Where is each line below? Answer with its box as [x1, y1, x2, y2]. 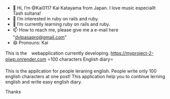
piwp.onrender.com [5, 56, 46, 62]
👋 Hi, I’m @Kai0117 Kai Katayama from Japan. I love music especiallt [12, 5, 156, 11]
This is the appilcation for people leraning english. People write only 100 [5, 68, 157, 74]
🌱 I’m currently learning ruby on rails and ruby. [12, 21, 111, 27]
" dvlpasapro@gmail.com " [12, 34, 67, 40]
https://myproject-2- [110, 50, 154, 56]
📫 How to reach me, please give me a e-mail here [12, 27, 118, 33]
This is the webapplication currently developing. [5, 50, 110, 56]
